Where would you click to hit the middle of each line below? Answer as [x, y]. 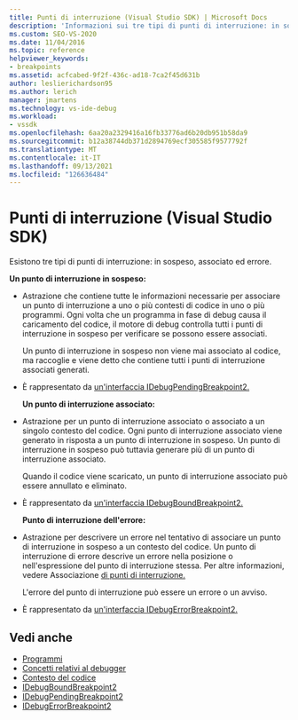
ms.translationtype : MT [53, 149]
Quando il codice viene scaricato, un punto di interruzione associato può [155, 477]
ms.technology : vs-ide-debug [63, 108]
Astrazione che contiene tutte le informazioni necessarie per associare [151, 296]
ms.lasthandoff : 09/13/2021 [61, 166]
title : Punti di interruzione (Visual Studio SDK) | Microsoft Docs [138, 17]
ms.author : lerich [43, 91]
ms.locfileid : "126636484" [59, 174]
